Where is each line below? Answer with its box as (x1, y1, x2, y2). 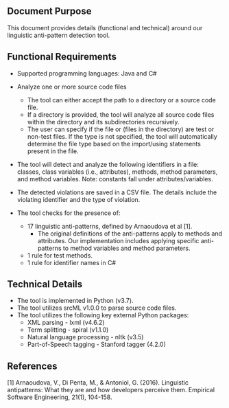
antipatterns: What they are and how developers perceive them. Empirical (7, 386, 215, 394)
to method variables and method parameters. (62, 244, 191, 252)
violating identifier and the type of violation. (16, 195, 141, 203)
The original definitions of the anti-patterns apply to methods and (37, 229, 223, 238)
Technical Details (7, 278, 83, 291)
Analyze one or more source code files (16, 82, 127, 91)
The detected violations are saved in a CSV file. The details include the (16, 188, 217, 196)
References (7, 360, 58, 372)
